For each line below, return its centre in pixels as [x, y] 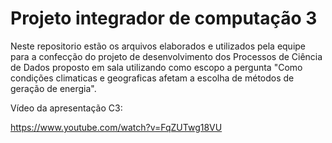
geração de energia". [53, 88]
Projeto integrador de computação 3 [164, 18]
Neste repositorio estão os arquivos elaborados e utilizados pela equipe [158, 46]
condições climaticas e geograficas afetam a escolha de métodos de [152, 78]
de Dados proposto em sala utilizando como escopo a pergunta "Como [156, 67]
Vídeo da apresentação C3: [66, 108]
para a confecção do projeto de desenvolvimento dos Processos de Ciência [166, 56]
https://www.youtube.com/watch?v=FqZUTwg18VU [116, 127]
